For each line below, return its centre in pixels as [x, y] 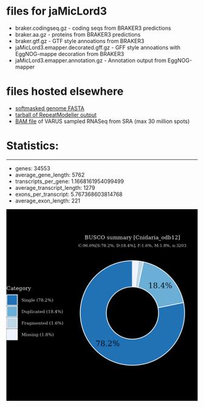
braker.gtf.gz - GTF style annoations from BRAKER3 [80, 41]
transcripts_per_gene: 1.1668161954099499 [70, 181]
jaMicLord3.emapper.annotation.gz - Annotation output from [91, 60]
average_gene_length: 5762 [50, 175]
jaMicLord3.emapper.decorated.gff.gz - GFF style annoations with [98, 47]
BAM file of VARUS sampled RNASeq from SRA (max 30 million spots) [102, 121]
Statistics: [32, 146]
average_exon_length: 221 [48, 200]
